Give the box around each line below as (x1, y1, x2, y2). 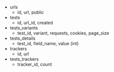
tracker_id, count (17, 61, 52, 67)
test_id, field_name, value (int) (17, 41, 79, 46)
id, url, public (17, 9, 44, 15)
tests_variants (9, 25, 38, 31)
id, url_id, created (17, 20, 53, 25)
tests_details (9, 35, 36, 41)
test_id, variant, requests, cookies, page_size (17, 30, 110, 36)
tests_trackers (9, 56, 39, 62)
